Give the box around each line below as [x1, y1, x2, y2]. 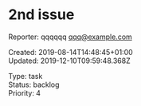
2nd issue [8, 6, 75, 24]
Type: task [8, 71, 43, 80]
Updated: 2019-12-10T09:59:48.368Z [8, 56, 131, 65]
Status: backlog [8, 80, 60, 89]
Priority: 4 [8, 88, 41, 97]
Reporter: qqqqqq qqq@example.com [8, 32, 133, 41]
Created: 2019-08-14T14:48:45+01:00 [8, 47, 133, 57]
